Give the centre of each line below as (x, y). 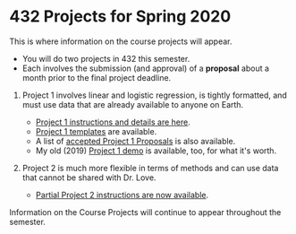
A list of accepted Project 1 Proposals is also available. (135, 141)
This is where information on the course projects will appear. (121, 41)
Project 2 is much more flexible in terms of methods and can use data (150, 168)
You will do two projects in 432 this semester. (106, 58)
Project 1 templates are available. (96, 131)
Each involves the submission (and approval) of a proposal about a (146, 68)
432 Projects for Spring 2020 (120, 17)
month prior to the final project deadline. (97, 77)
